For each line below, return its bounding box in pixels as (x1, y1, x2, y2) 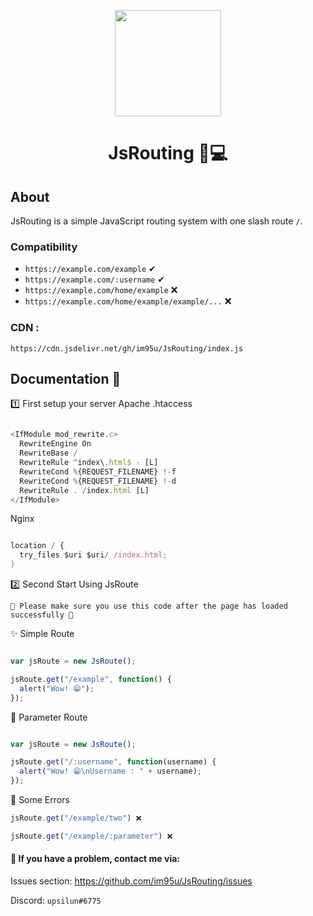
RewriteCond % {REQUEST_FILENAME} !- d (19, 476, 177, 486)
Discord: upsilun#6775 (10, 894, 102, 906)
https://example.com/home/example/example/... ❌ (24, 295, 232, 307)
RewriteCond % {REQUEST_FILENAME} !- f (19, 466, 177, 477)
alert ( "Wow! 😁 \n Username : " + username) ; (19, 766, 202, 777)
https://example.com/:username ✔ (24, 273, 166, 285)
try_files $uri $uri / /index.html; (19, 550, 168, 560)
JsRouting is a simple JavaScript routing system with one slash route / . (10, 215, 303, 227)
